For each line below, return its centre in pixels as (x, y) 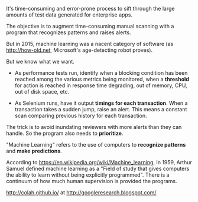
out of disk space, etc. (42, 92)
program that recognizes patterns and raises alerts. (69, 32)
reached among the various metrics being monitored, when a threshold (102, 79)
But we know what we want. (40, 62)
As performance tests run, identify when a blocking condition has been (101, 73)
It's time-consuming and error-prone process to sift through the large (90, 9)
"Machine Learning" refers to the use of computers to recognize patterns (96, 145)
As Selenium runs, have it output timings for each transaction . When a (101, 103)
